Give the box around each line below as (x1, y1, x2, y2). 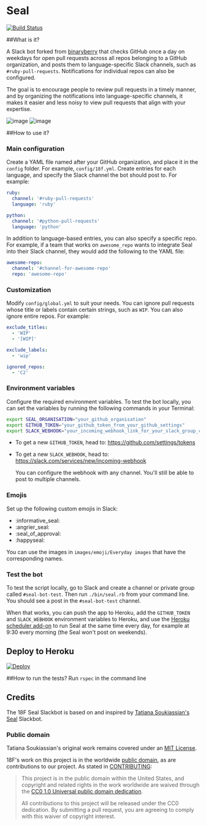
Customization (6, 286, 51, 295)
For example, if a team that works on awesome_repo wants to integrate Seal (6, 241, 193, 249)
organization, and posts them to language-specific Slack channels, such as (6, 61, 196, 68)
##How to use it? (6, 129, 50, 136)
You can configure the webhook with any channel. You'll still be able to (15, 469, 194, 476)
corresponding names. (6, 555, 64, 562)
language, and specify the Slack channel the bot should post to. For (6, 171, 177, 179)
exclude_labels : (6, 347, 48, 353)
